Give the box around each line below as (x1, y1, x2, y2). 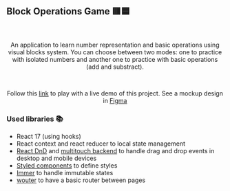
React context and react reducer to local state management (16, 139, 186, 148)
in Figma (103, 96, 127, 104)
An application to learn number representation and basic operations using (10, 41, 220, 49)
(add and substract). (86, 63, 144, 71)
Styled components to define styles (16, 161, 118, 170)
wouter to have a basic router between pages (16, 176, 146, 184)
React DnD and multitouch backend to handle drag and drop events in (16, 147, 215, 155)
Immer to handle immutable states (16, 169, 114, 177)
